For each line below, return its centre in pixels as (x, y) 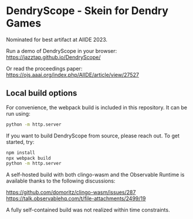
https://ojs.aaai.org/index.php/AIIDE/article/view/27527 (73, 75)
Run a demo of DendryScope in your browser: (62, 50)
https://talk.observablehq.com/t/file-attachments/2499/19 (76, 198)
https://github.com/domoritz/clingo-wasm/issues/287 (71, 193)
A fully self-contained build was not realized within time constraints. (88, 210)
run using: (18, 113)
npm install (21, 153)
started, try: (20, 141)
